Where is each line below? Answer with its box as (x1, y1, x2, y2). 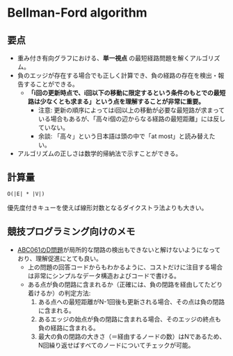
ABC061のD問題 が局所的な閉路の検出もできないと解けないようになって (17, 245, 221, 254)
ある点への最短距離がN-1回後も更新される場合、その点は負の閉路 (38, 297, 225, 306)
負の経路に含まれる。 (38, 323, 99, 332)
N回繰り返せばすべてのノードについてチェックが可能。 (38, 341, 195, 349)
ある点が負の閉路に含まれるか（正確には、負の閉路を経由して (27, 280, 205, 289)
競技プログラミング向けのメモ (7, 226, 136, 237)
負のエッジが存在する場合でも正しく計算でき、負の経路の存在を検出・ (17, 71, 218, 79)
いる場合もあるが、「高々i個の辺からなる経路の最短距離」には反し (38, 115, 226, 123)
